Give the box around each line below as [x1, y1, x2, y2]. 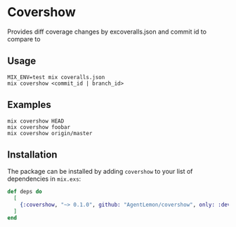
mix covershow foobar [7, 123, 71, 130]
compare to [7, 34, 41, 43]
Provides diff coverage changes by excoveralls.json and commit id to [7, 27, 207, 36]
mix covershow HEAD [7, 117, 65, 125]
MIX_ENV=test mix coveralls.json [7, 74, 105, 81]
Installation [7, 149, 58, 160]
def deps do [7, 188, 42, 195]
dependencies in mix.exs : [7, 174, 81, 183]
